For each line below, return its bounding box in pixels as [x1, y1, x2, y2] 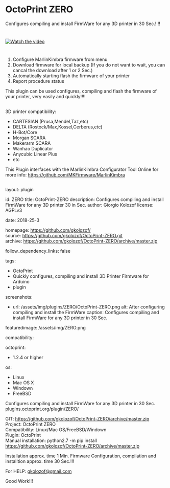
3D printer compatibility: [5, 108, 56, 115]
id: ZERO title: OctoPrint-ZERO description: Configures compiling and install [5, 196, 164, 203]
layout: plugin [5, 187, 34, 193]
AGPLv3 [5, 207, 22, 213]
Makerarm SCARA [12, 140, 51, 146]
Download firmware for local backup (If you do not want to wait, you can [12, 62, 165, 68]
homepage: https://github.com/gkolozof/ [5, 227, 91, 233]
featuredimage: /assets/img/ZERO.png [5, 325, 86, 331]
